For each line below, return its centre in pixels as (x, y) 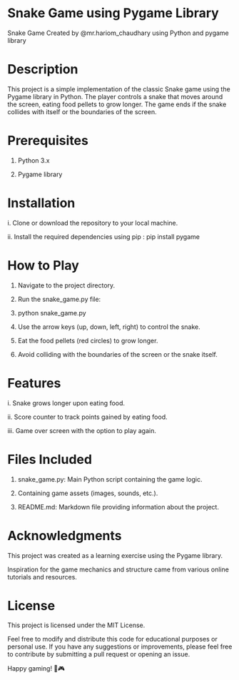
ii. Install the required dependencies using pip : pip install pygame (103, 236)
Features (34, 383)
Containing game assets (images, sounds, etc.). (88, 493)
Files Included (50, 459)
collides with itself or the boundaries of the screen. (82, 111)
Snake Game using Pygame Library (113, 13)
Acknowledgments (65, 536)
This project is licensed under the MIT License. (76, 625)
